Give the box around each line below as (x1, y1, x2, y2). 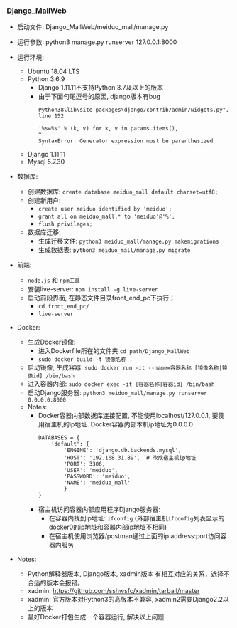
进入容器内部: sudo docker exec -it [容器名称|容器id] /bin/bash (27, 380, 215, 388)
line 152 (38, 112, 65, 120)
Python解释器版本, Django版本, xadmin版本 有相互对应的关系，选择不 (27, 570, 230, 578)
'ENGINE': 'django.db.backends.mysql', (63, 447, 182, 454)
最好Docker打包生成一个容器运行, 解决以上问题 (27, 613, 165, 622)
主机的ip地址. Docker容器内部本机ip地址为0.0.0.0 (50, 420, 193, 429)
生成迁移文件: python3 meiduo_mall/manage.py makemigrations (38, 237, 219, 246)
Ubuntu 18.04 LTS (27, 67, 80, 76)
